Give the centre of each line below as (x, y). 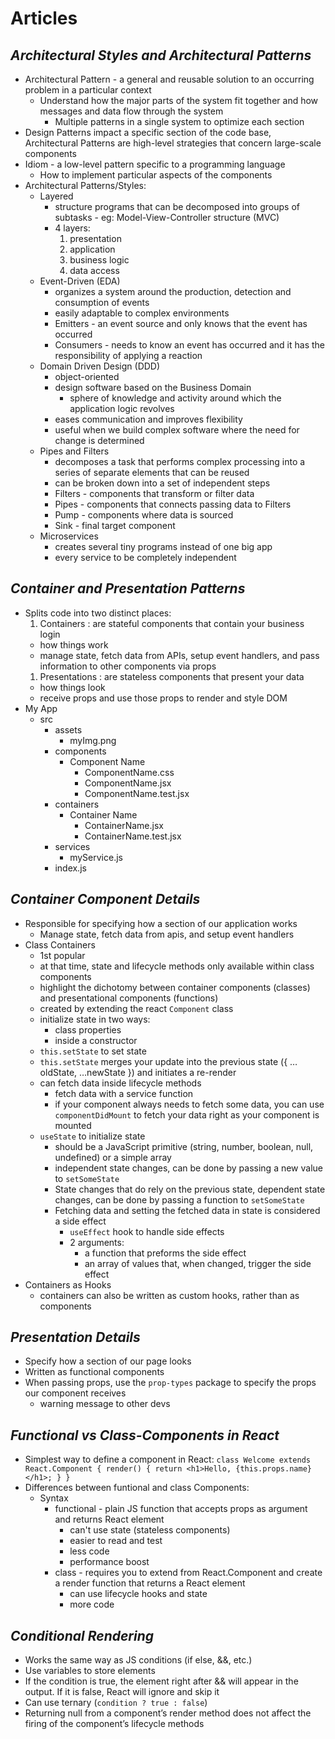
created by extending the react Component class (136, 1008)
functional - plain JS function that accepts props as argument (181, 1509)
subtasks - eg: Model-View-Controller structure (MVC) (167, 217)
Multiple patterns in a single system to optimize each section (179, 121)
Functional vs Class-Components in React (145, 1435)
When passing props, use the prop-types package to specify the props (170, 1383)
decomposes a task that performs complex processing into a (180, 461)
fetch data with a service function (124, 1093)
